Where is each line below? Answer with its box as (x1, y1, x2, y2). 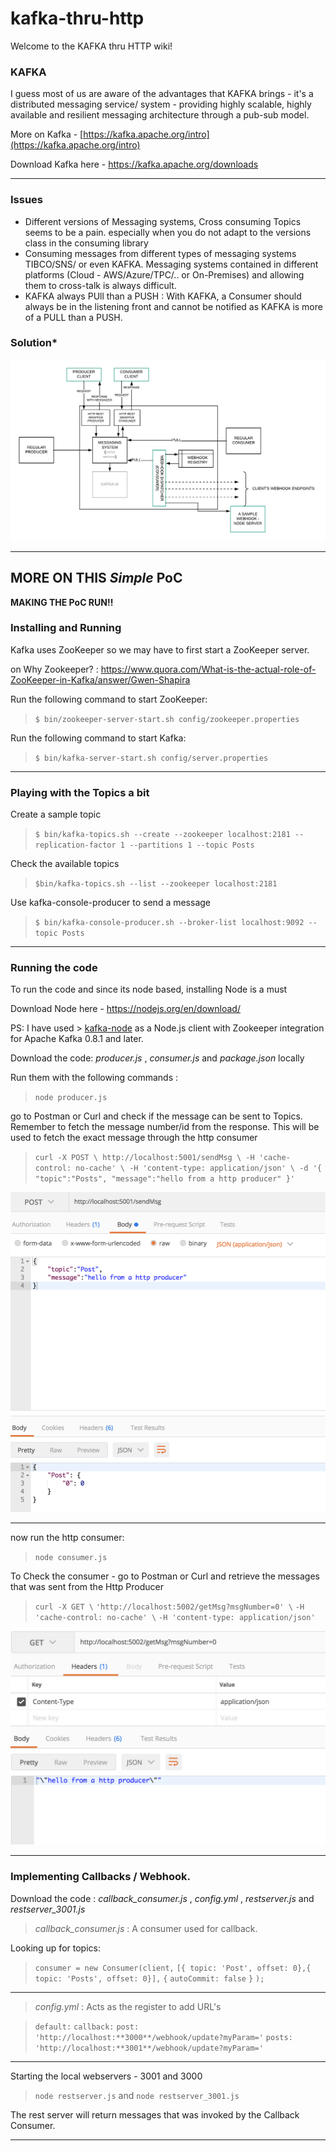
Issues (10, 193, 44, 207)
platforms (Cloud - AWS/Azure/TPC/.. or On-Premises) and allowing (24, 268, 305, 281)
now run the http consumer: (10, 1531, 125, 1543)
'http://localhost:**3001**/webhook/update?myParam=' (34, 2043, 264, 2053)
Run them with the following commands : (10, 1072, 179, 1084)
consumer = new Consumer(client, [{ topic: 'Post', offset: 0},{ (34, 1963, 312, 1973)
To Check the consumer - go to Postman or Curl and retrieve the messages (10, 1570, 321, 1582)
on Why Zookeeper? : (10, 663, 99, 675)
